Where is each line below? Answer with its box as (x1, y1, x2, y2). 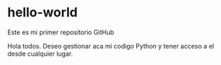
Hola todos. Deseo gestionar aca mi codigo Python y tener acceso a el (7, 41, 215, 50)
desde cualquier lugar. (7, 49, 73, 58)
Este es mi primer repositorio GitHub (7, 28, 115, 36)
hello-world (7, 4, 78, 21)
